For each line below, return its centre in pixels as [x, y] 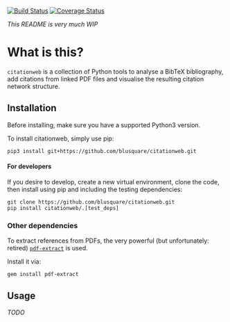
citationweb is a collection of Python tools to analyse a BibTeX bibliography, [115, 71]
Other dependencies [43, 225]
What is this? [46, 53]
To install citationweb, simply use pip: [61, 138]
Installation [32, 108]
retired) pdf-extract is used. [47, 248]
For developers [29, 166]
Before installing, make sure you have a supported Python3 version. [104, 124]
